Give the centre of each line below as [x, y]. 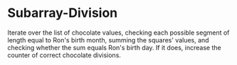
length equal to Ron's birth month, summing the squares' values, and [108, 40]
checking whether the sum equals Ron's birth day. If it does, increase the [115, 47]
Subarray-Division [63, 13]
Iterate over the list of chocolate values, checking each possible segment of [118, 32]
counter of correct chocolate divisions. [64, 55]
